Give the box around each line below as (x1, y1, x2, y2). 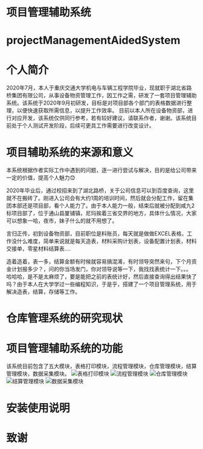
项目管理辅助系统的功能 (6, 341, 123, 355)
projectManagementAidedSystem (6, 34, 181, 47)
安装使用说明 (6, 401, 71, 415)
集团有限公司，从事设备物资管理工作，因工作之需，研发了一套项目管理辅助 (11, 92, 197, 99)
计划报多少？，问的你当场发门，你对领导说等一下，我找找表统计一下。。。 (11, 265, 192, 273)
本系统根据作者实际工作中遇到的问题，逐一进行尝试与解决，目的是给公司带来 (6, 167, 197, 174)
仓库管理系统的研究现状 (6, 312, 123, 325)
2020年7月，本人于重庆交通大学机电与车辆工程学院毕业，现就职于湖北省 (6, 84, 187, 91)
